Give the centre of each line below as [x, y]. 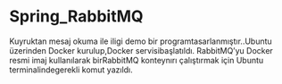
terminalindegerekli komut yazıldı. [71, 70]
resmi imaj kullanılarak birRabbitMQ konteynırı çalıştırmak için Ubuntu [137, 60]
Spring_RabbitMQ [77, 17]
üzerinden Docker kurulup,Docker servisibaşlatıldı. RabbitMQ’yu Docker [141, 50]
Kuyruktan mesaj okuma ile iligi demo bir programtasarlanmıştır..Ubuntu [141, 41]
